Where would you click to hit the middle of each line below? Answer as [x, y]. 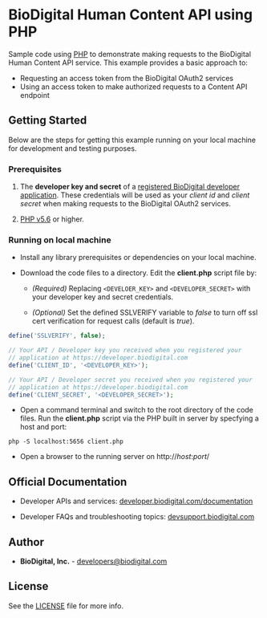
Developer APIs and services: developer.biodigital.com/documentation [136, 501]
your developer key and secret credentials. [103, 297]
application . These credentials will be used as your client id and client [135, 195]
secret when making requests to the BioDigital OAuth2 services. [125, 204]
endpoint [35, 95]
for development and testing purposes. [73, 148]
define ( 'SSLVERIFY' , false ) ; [57, 336]
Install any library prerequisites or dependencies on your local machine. [138, 258]
